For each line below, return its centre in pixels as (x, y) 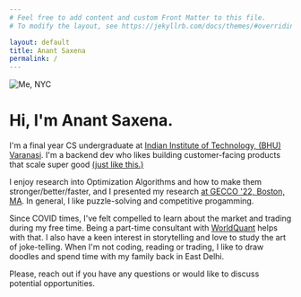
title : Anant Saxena (48, 50)
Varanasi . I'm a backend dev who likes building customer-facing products (145, 155)
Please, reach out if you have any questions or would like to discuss (134, 274)
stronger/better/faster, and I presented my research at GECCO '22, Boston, (147, 192)
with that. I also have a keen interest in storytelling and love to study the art (148, 238)
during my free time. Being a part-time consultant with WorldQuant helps (143, 228)
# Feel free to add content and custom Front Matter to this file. (138, 17)
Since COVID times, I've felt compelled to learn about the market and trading (150, 218)
